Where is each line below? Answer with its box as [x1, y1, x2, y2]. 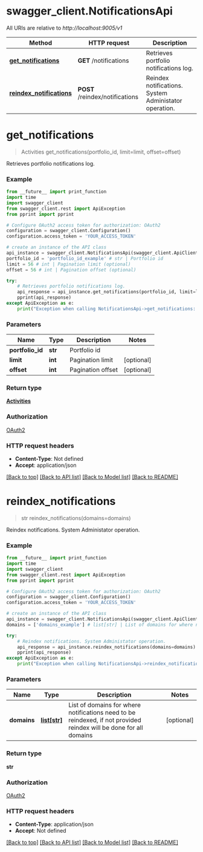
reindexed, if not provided [68, 716, 141, 724]
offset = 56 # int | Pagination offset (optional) [6, 267, 137, 273]
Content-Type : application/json [14, 821, 94, 828]
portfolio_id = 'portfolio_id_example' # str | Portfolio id [6, 255, 164, 261]
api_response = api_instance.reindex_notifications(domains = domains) [17, 644, 196, 650]
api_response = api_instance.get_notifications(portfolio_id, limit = [17, 289, 196, 295]
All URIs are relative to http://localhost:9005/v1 [6, 24, 123, 31]
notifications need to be [68, 709, 136, 717]
